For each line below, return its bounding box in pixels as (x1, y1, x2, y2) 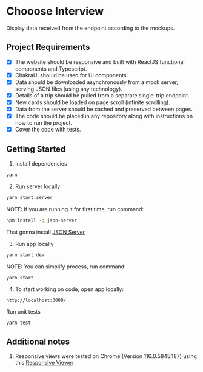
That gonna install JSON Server (6, 228, 85, 236)
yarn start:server (6, 194, 53, 200)
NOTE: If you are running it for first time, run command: (6, 205, 144, 212)
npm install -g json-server (6, 217, 78, 223)
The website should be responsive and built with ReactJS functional (15, 58, 185, 65)
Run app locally (15, 240, 54, 247)
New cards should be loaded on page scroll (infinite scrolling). (15, 99, 171, 106)
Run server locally (15, 183, 61, 190)
